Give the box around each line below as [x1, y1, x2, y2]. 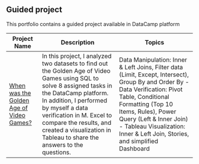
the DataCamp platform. [41, 89, 108, 97]
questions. [41, 148, 71, 156]
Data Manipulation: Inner [119, 56, 188, 64]
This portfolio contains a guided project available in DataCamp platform [6, 20, 180, 27]
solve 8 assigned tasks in [41, 81, 113, 89]
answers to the [41, 140, 84, 149]
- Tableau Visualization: [119, 122, 185, 130]
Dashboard [119, 144, 150, 153]
